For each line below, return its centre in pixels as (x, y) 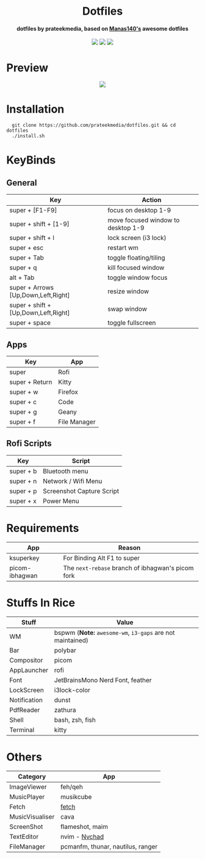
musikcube (76, 797)
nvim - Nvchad (82, 836)
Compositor (26, 660)
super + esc (27, 248)
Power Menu (61, 501)
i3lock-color (72, 690)
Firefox (68, 392)
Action (152, 200)
